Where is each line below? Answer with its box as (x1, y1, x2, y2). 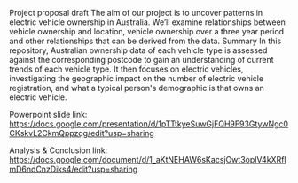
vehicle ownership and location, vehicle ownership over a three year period (9, 27, 285, 36)
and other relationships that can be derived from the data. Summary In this (9, 35, 282, 46)
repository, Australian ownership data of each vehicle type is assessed (9, 45, 268, 56)
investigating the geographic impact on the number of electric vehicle (9, 73, 264, 83)
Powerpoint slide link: (9, 110, 88, 119)
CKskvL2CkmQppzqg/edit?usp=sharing (9, 128, 155, 138)
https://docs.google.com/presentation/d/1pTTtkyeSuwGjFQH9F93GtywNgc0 (9, 118, 289, 129)
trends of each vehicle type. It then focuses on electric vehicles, (9, 64, 244, 74)
